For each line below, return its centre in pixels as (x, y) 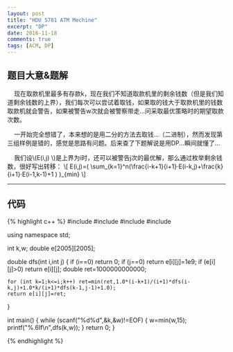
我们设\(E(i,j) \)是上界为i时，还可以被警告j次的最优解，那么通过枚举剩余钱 (118, 157)
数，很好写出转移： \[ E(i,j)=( (48, 166)
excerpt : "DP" (28, 26)
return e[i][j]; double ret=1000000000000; (86, 269)
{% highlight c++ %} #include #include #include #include (89, 221)
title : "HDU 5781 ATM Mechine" (52, 20)
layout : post (26, 14)
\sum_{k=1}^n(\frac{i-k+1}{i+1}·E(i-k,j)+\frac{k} (157, 166)
